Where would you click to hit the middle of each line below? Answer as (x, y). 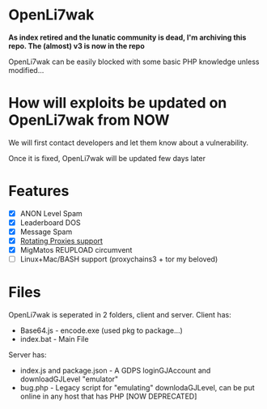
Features (39, 191)
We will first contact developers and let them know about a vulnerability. (129, 143)
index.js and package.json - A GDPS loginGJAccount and (115, 371)
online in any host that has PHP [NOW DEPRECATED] (108, 396)
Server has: (28, 355)
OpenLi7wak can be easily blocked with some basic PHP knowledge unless (134, 62)
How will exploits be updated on (118, 103)
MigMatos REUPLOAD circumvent (76, 250)
